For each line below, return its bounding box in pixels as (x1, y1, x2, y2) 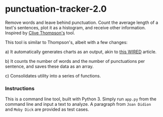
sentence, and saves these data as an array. (5, 63, 94, 69)
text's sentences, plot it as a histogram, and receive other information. (5, 24, 146, 30)
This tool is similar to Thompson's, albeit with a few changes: (5, 39, 128, 45)
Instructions (5, 85, 35, 92)
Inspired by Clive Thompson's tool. (5, 30, 75, 36)
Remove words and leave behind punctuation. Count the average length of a (5, 19, 159, 25)
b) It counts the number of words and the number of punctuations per (5, 58, 145, 64)
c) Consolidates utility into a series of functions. (5, 73, 101, 78)
